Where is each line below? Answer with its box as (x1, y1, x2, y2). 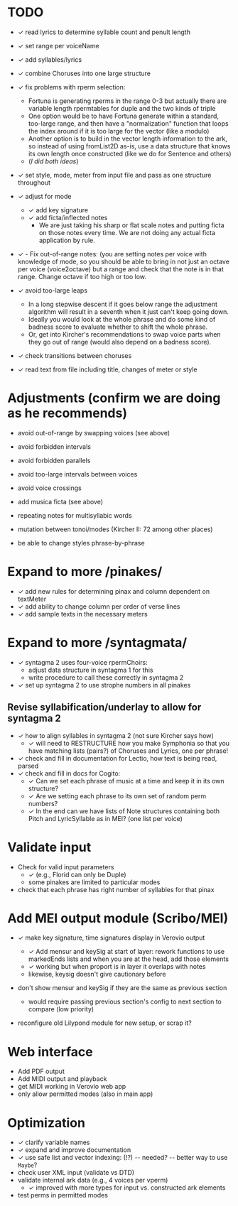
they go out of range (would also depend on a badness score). (28, 337, 212, 346)
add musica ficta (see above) (17, 497, 104, 506)
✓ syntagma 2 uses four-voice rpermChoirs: (17, 658, 148, 666)
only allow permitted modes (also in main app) (17, 1090, 153, 1098)
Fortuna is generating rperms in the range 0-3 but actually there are (28, 97, 227, 105)
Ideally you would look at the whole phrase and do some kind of (28, 315, 216, 323)
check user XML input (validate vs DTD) (17, 1168, 135, 1177)
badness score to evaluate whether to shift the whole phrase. (28, 322, 208, 331)
